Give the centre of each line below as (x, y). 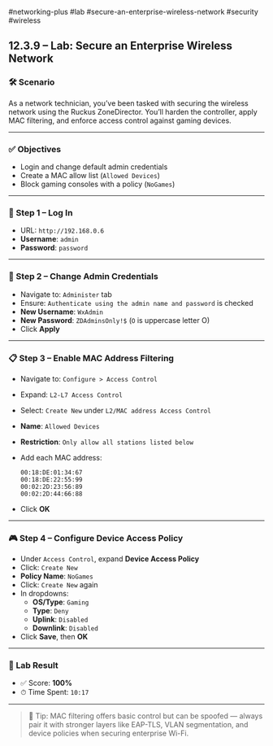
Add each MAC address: (61, 457)
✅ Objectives (35, 149)
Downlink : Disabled (65, 628)
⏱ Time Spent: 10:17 (54, 692)
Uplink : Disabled (60, 619)
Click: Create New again (59, 585)
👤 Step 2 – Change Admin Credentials (83, 277)
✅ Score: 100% (46, 683)
